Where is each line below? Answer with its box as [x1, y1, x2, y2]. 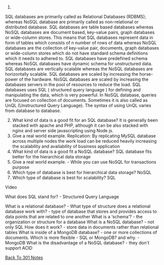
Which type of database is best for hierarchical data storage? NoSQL [12, 170, 152, 175]
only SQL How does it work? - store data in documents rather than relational [5, 224, 159, 230]
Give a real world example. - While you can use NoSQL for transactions [12, 159, 156, 165]
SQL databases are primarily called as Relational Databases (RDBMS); [5, 14, 146, 19]
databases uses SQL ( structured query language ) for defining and [5, 87, 141, 92]
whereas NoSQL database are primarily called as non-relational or [5, 19, 139, 25]
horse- [139, 71, 153, 77]
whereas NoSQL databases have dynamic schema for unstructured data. [5, 61, 153, 66]
